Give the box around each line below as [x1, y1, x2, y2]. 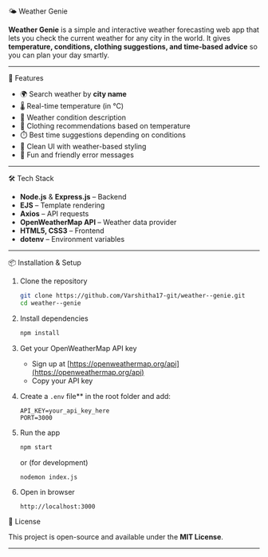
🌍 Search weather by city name [19, 89, 128, 98]
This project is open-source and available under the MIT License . [8, 532, 223, 542]
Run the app [19, 428, 61, 437]
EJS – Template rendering [19, 200, 105, 210]
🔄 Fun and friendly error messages [19, 150, 134, 160]
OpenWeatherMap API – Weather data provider [19, 218, 177, 227]
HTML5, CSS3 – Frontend [19, 226, 105, 235]
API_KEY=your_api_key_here [19, 406, 110, 415]
